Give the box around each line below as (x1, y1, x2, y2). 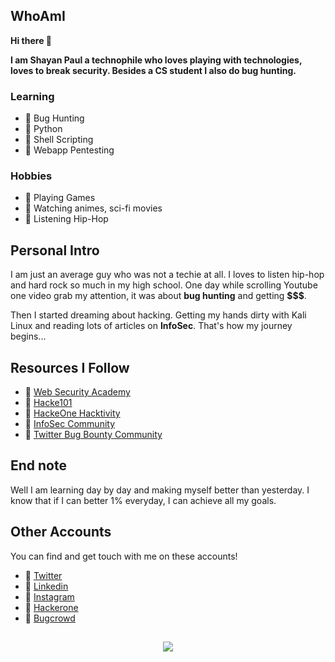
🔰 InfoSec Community (24, 418, 116, 430)
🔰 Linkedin (24, 580, 69, 592)
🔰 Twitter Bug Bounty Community (24, 429, 163, 441)
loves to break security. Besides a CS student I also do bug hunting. (10, 64, 297, 76)
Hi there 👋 (10, 34, 52, 46)
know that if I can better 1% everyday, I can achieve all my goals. (10, 494, 277, 506)
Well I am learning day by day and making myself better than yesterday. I (10, 484, 310, 496)
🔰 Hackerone (24, 601, 79, 613)
